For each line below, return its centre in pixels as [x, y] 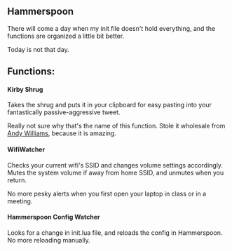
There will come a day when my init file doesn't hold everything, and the [111, 28]
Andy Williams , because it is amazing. [62, 133]
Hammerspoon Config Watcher [54, 217]
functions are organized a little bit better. [66, 36]
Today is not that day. [39, 49]
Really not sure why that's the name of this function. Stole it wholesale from [116, 126]
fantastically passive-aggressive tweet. [64, 112]
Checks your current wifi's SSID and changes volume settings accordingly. [115, 165]
